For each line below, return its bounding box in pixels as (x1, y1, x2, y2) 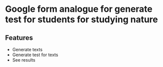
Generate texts (12, 47, 43, 52)
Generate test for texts (12, 52, 58, 58)
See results (12, 57, 36, 63)
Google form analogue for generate (5, 3, 153, 15)
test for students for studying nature (5, 14, 158, 25)
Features (5, 33, 33, 42)
